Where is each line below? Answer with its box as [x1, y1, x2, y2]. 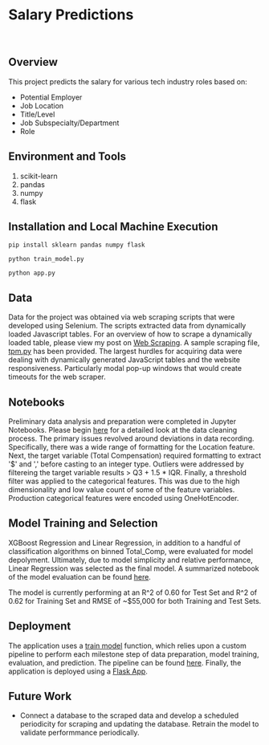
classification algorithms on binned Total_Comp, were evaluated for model [8, 546, 254, 556]
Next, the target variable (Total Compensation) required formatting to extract [8, 451, 262, 460]
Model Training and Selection [8, 516, 158, 531]
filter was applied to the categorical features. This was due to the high [8, 476, 240, 486]
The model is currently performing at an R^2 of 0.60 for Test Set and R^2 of [8, 588, 258, 597]
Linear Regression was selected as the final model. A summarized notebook [8, 564, 259, 573]
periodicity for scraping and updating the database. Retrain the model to [19, 719, 259, 729]
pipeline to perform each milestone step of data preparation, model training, [8, 649, 259, 659]
